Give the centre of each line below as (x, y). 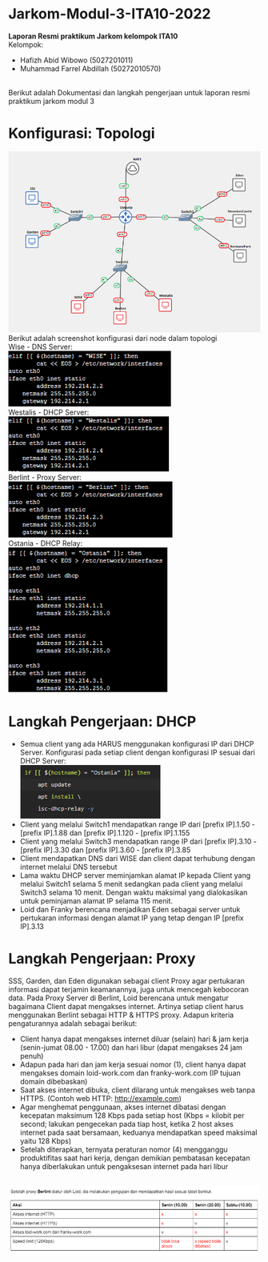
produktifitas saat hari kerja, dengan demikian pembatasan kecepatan (135, 1158)
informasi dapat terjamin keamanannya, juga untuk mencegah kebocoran (129, 989)
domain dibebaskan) (54, 1081)
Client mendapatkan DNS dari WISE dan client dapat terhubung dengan (138, 858)
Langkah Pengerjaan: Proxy (102, 958)
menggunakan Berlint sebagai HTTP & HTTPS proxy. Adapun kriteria (121, 1015)
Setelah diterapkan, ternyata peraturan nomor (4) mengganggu (124, 1149)
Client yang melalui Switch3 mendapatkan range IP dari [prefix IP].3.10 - (138, 841)
